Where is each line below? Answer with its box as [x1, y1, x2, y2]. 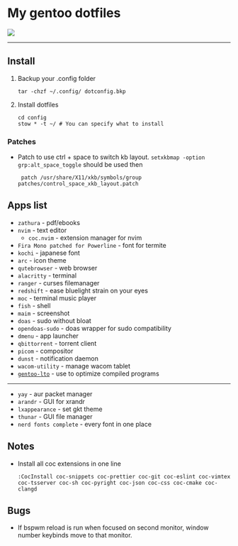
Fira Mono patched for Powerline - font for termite [17, 241, 166, 249]
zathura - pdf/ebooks [17, 218, 80, 226]
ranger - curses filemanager [17, 278, 100, 287]
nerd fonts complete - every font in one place [17, 420, 152, 428]
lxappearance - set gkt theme [17, 405, 103, 413]
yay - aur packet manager [17, 389, 93, 398]
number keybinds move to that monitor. [17, 531, 132, 540]
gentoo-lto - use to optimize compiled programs [17, 369, 159, 378]
